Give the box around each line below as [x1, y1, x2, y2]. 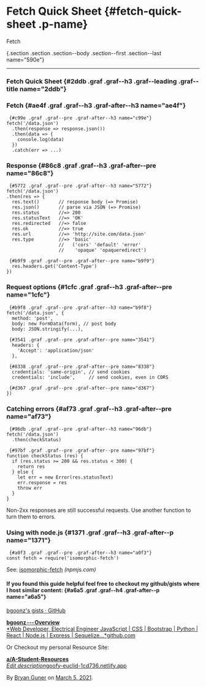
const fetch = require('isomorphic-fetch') [6, 555, 120, 561]
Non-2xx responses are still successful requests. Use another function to [6, 507, 191, 514]
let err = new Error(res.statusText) [17, 474, 114, 480]
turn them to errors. [6, 513, 56, 520]
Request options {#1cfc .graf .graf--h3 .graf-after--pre [6, 283, 173, 292]
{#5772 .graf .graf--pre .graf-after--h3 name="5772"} [9, 183, 152, 189]
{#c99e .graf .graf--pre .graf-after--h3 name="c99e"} [9, 115, 152, 121]
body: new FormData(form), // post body [12, 321, 116, 327]
